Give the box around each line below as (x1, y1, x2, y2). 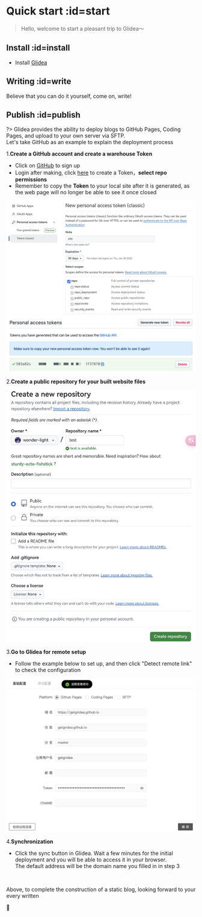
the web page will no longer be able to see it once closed (14, 189, 157, 196)
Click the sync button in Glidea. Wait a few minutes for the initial (14, 849, 173, 857)
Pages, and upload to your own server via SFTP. (6, 132, 126, 139)
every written (6, 892, 39, 900)
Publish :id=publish (6, 110, 81, 120)
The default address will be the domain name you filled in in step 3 (14, 863, 180, 870)
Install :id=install (6, 43, 70, 53)
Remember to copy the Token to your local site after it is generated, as (14, 182, 190, 189)
